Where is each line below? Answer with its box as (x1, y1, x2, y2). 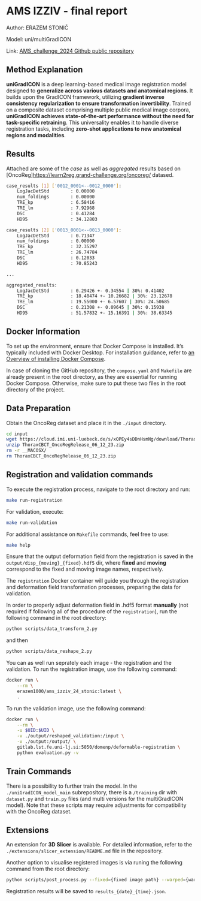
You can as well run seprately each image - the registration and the (6, 659, 172, 667)
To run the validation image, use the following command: (6, 704, 146, 712)
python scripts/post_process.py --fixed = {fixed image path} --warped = (6, 877, 186, 883)
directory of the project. (6, 385, 65, 393)
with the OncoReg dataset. (6, 807, 72, 815)
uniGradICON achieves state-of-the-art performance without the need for (6, 112, 194, 119)
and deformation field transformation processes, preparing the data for (6, 583, 181, 591)
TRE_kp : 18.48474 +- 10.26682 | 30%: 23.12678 (17, 293, 172, 299)
